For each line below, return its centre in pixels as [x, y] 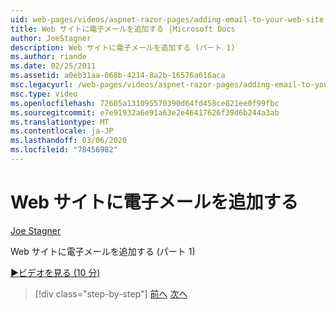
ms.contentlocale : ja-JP [62, 131]
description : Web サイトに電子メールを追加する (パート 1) [123, 47]
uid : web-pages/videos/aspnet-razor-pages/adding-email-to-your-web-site [167, 19]
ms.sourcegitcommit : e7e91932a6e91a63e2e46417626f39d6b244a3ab [145, 112]
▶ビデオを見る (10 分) [55, 272]
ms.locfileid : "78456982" [64, 150]
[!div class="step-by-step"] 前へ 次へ [111, 293]
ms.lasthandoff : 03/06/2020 [69, 141]
